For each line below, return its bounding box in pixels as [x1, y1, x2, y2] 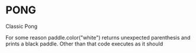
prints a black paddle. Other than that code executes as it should [5, 40, 163, 47]
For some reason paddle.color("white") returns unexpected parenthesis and [5, 34, 191, 41]
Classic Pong [5, 23, 38, 30]
